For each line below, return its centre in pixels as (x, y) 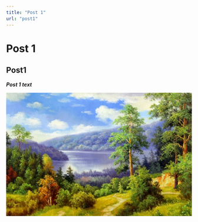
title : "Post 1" (26, 12)
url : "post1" (22, 19)
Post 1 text (19, 84)
